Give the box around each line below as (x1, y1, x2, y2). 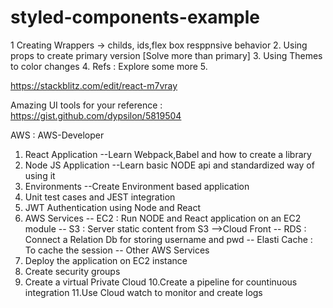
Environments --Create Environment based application (24, 180, 250, 192)
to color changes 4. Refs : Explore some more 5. (10, 60, 208, 72)
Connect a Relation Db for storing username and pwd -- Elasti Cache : (24, 233, 313, 245)
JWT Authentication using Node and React (24, 201, 201, 213)
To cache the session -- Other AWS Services (24, 244, 210, 256)
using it (24, 169, 56, 181)
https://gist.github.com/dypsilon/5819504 (10, 109, 182, 121)
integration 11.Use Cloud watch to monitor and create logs (24, 286, 263, 298)
